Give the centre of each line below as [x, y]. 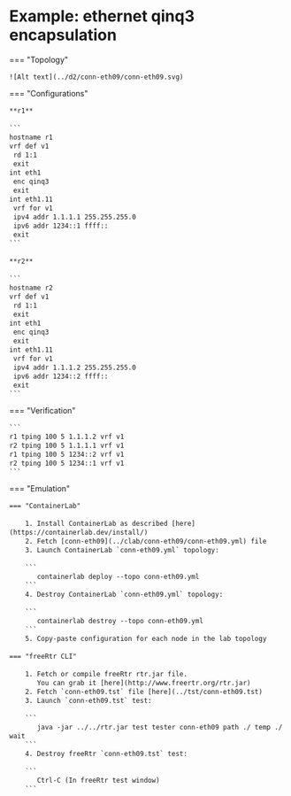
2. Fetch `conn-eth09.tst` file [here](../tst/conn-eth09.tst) [144, 692]
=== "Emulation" [40, 488]
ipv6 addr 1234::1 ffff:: [61, 226]
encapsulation [63, 35]
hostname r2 [31, 288]
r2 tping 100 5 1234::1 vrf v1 [67, 463]
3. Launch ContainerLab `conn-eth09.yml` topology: [122, 550]
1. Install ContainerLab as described [96, 523]
